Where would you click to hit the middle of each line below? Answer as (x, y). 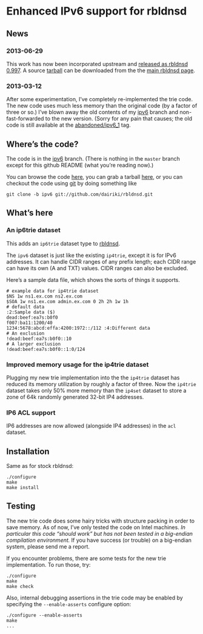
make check (20, 586)
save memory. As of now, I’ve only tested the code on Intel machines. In (96, 527)
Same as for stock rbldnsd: (40, 466)
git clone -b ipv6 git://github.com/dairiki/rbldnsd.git (80, 194)
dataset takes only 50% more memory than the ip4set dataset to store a (96, 390)
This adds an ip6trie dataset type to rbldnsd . (63, 243)
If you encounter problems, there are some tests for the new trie (86, 558)
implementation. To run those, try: (48, 564)
